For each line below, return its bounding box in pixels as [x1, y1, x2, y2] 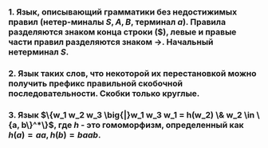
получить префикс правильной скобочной [8, 78, 183, 89]
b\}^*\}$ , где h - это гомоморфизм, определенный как [21, 119, 244, 130]
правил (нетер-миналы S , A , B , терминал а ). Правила [8, 16, 226, 27]
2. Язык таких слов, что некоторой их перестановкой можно [8, 67, 257, 78]
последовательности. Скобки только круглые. [8, 87, 200, 98]
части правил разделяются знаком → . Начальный [8, 36, 214, 47]
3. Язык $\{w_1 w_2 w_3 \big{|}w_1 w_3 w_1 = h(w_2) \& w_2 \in [8, 109, 255, 120]
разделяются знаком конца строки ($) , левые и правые [8, 26, 237, 38]
